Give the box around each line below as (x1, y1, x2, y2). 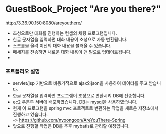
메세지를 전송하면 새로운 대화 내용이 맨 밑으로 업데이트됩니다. (12, 49, 132, 55)
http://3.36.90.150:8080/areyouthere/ (5, 20, 82, 26)
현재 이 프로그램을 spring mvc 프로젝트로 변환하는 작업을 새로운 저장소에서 (12, 105, 159, 111)
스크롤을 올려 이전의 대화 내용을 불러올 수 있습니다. (12, 42, 112, 48)
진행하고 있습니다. (12, 111, 48, 118)
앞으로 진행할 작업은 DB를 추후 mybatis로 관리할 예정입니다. (12, 123, 130, 129)
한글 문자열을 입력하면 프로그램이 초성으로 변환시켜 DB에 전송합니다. (12, 93, 146, 99)
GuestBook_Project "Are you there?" (5, 3, 161, 15)
